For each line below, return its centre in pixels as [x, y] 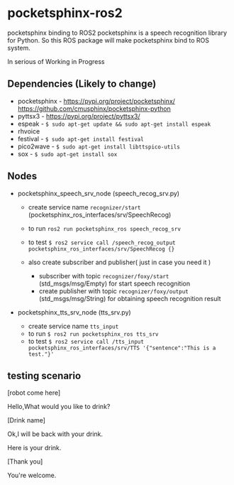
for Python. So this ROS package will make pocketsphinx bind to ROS [108, 40]
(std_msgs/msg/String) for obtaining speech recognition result [130, 298]
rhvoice [29, 131]
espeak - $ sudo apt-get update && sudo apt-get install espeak [114, 124]
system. [19, 48]
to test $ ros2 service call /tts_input [86, 341]
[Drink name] [27, 420]
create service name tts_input [73, 326]
